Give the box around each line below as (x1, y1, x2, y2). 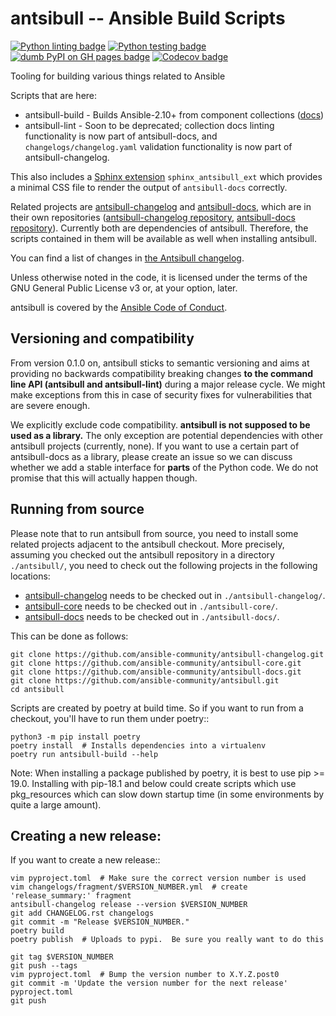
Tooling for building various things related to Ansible (10, 70, 226, 82)
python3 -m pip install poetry (10, 732, 141, 742)
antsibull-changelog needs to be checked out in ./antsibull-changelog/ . (24, 589, 326, 601)
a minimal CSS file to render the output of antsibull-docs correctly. (10, 181, 288, 193)
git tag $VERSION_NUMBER (10, 952, 114, 962)
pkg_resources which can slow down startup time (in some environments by (10, 788, 325, 800)
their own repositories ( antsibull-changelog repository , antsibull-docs (10, 211, 296, 223)
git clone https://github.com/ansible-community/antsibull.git (10, 675, 280, 686)
